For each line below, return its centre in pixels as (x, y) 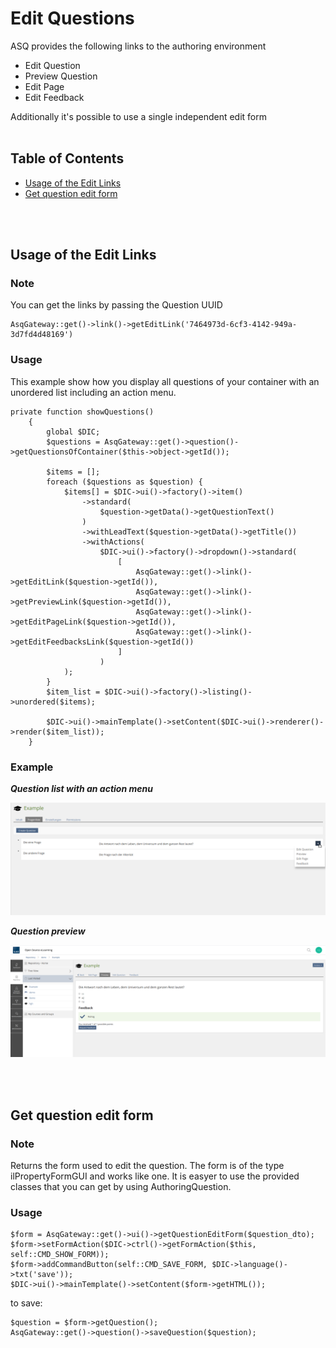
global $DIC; (73, 432)
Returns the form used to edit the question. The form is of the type (147, 1166)
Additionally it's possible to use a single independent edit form (138, 116)
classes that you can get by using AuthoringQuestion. (121, 1187)
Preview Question (61, 76)
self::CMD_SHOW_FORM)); (60, 1255)
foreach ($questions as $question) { (124, 482)
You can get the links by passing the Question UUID (116, 305)
